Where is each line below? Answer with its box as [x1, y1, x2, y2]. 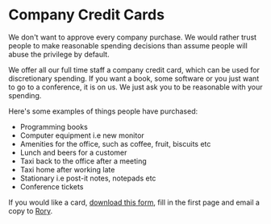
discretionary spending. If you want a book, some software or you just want [8, 73, 260, 83]
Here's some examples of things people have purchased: [8, 106, 198, 116]
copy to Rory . [8, 205, 53, 215]
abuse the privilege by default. [8, 49, 110, 59]
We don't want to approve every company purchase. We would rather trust [8, 32, 256, 42]
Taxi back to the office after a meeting [19, 156, 147, 166]
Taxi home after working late [19, 164, 115, 174]
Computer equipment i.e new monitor [19, 131, 145, 140]
